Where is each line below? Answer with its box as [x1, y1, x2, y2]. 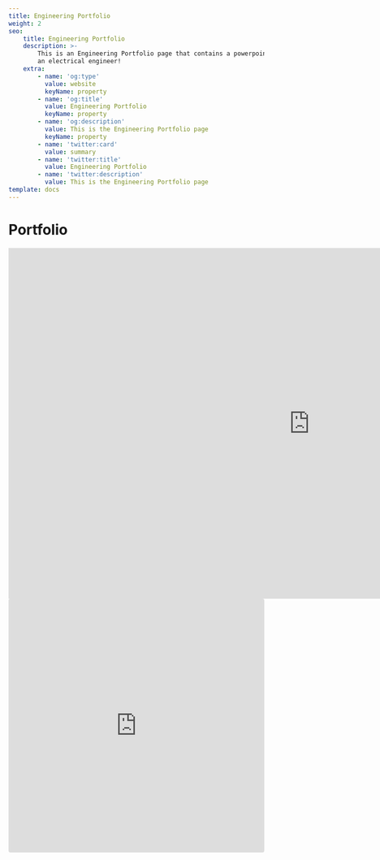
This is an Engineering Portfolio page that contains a [37, 50, 231, 58]
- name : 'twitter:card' [37, 140, 118, 149]
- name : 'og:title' [37, 95, 104, 103]
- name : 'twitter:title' [37, 155, 122, 163]
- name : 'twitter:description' [37, 171, 144, 179]
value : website [44, 80, 96, 88]
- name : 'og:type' [37, 72, 100, 80]
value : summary [44, 148, 96, 156]
